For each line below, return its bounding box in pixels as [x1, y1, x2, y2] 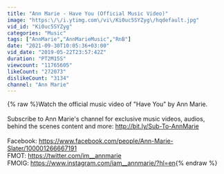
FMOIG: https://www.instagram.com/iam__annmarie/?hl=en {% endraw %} [7, 159, 218, 167]
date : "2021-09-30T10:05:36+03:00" [7, 42, 110, 49]
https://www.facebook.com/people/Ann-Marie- [38, 137, 174, 146]
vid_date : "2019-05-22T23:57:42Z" [7, 49, 107, 56]
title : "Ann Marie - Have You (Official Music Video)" [7, 10, 169, 17]
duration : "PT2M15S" [7, 55, 67, 62]
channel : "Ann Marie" [7, 81, 70, 88]
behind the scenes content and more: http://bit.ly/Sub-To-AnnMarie [7, 122, 199, 130]
